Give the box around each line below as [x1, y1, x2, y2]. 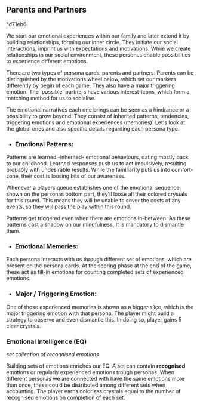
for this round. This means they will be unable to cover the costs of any [6, 197, 181, 204]
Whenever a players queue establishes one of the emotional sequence [6, 184, 180, 192]
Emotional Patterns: [14, 140, 74, 148]
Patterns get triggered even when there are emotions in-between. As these [6, 215, 191, 222]
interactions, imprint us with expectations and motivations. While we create [6, 45, 191, 52]
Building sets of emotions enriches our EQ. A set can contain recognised [6, 362, 186, 369]
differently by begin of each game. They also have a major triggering [6, 82, 175, 89]
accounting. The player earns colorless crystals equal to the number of [6, 388, 181, 394]
